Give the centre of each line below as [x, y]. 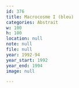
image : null [20, 71]
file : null [19, 50]
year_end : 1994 [24, 66]
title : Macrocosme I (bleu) [40, 17]
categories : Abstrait [32, 22]
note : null [19, 44]
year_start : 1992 [27, 60]
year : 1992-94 [23, 55]
